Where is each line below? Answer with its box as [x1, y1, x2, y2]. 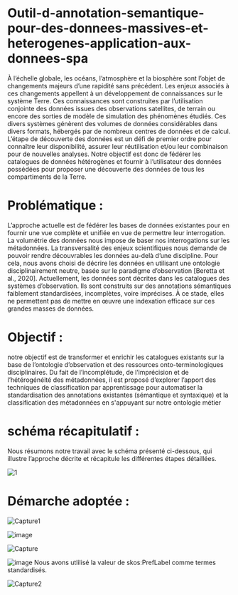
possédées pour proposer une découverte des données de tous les [7, 165, 205, 173]
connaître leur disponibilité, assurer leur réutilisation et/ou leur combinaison [7, 142, 229, 150]
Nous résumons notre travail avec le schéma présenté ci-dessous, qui [7, 447, 212, 455]
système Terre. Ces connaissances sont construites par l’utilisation [7, 96, 203, 105]
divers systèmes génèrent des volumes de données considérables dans [7, 119, 218, 128]
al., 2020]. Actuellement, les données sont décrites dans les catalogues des [7, 274, 229, 282]
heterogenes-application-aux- [7, 36, 192, 51]
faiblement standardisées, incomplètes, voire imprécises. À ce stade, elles [7, 289, 225, 297]
